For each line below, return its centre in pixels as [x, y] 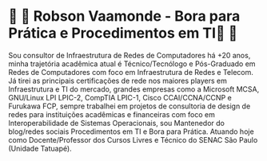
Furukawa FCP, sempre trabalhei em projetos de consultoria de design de [130, 106]
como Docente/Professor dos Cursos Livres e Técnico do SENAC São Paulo [133, 139]
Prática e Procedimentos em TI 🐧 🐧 [123, 33]
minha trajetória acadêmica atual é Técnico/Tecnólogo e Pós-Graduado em [132, 64]
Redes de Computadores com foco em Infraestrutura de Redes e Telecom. [131, 72]
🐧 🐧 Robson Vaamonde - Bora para [124, 16]
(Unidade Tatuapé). [40, 148]
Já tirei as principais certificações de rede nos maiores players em [118, 80]
